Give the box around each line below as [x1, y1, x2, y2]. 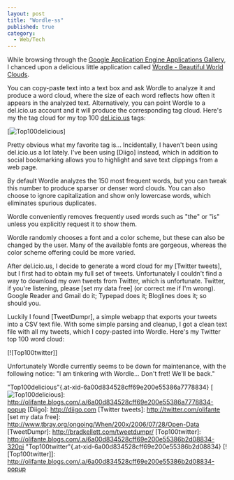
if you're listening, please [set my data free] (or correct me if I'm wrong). [7, 284, 216, 292]
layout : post [7, 10, 45, 17]
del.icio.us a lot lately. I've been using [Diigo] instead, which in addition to [7, 148, 219, 157]
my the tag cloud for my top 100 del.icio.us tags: [7, 113, 146, 122]
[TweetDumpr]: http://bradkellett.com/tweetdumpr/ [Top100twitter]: [7, 428, 201, 436]
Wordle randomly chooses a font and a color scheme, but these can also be [7, 234, 226, 242]
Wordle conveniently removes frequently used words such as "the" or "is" [7, 213, 220, 221]
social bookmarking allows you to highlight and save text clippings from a [7, 155, 219, 164]
